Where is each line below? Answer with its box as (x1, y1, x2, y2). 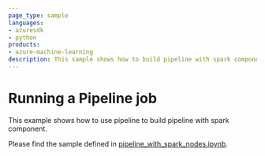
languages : (8, 19, 44, 27)
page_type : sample (8, 11, 69, 20)
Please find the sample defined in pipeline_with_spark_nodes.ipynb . (8, 139, 229, 148)
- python (8, 33, 37, 42)
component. (8, 124, 47, 133)
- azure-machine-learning (8, 48, 93, 56)
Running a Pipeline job (8, 90, 158, 107)
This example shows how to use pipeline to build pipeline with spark (8, 115, 230, 124)
